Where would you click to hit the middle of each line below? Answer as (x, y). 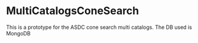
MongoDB (18, 33)
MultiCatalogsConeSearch (73, 11)
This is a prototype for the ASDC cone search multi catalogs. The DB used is (99, 27)
